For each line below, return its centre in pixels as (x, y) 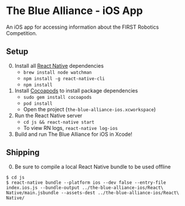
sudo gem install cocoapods (57, 97)
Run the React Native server (48, 115)
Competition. (22, 33)
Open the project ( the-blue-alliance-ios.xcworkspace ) (90, 109)
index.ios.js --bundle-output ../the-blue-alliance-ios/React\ (85, 188)
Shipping (23, 152)
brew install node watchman (57, 72)
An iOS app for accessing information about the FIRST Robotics (83, 27)
